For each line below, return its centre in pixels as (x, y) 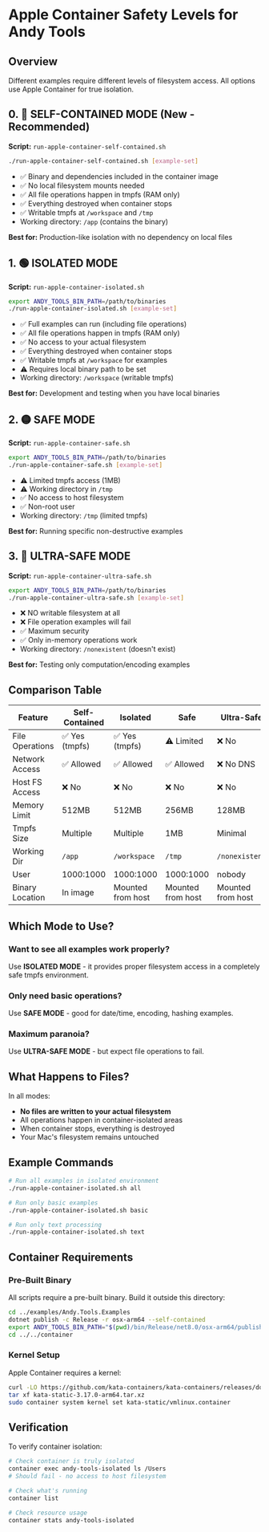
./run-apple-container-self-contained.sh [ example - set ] (103, 161)
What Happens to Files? (69, 1077)
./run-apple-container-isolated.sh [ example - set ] (93, 309)
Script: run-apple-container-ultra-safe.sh (80, 575)
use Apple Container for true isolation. (71, 89)
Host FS (27, 782)
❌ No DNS (236, 764)
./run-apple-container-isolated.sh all (75, 1188)
